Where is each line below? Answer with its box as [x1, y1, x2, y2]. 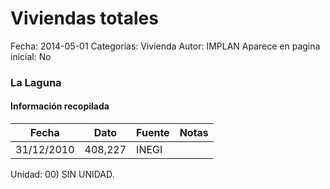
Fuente [136, 126, 170, 140]
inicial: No [10, 50, 52, 62]
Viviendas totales [10, 7, 159, 30]
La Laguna [10, 75, 62, 89]
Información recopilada [10, 100, 110, 112]
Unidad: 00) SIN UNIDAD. [10, 168, 115, 181]
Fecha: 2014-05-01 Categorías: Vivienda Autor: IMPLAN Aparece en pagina [10, 40, 321, 52]
